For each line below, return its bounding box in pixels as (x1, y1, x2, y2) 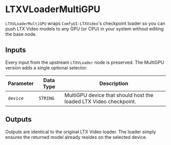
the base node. (5, 31, 37, 37)
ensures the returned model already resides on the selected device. (5, 134, 148, 140)
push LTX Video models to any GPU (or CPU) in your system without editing (5, 25, 164, 31)
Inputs (5, 46, 26, 54)
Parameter (8, 80, 34, 87)
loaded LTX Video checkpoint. (64, 98, 136, 105)
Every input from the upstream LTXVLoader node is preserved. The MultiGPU (5, 59, 164, 65)
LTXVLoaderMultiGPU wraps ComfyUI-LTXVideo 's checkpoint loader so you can (5, 20, 165, 26)
